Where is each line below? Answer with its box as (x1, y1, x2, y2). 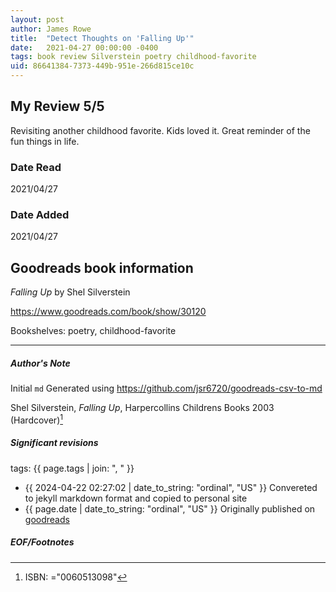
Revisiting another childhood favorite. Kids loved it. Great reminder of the (10, 124, 311, 136)
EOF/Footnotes (10, 536, 75, 548)
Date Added (10, 208, 70, 222)
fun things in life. (10, 135, 80, 147)
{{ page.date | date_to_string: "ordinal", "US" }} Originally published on (24, 502, 316, 515)
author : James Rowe (10, 24, 92, 34)
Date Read (10, 160, 62, 174)
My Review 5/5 (10, 98, 105, 115)
